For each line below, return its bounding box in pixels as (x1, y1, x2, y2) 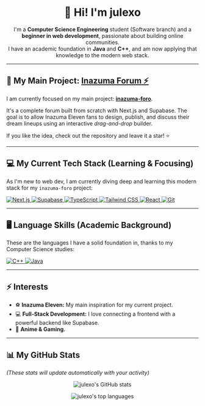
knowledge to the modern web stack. (56, 51, 149, 59)
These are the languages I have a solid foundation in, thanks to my (6, 239, 173, 246)
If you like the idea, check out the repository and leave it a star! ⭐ (6, 132, 170, 139)
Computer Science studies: (6, 246, 75, 253)
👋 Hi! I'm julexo (63, 5, 142, 20)
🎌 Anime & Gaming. (15, 326, 66, 333)
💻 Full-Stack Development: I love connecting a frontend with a (15, 310, 176, 318)
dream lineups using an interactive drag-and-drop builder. (6, 119, 153, 127)
